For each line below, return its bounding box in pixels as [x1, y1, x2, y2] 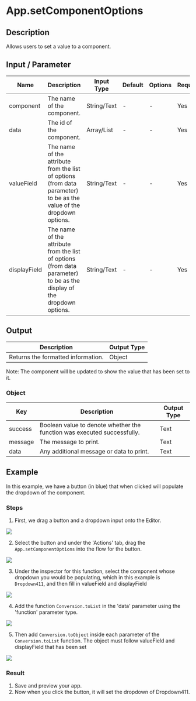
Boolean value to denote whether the [40, 421, 141, 429]
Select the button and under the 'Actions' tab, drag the [14, 540, 146, 547]
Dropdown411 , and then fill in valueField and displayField [14, 580, 147, 587]
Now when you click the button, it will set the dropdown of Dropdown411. [14, 689, 190, 696]
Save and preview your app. [14, 682, 82, 689]
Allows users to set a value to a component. [6, 43, 111, 50]
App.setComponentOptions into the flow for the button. [14, 545, 142, 552]
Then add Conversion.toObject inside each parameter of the [14, 631, 160, 638]
